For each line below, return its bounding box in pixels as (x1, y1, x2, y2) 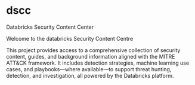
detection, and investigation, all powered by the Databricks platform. (6, 72, 174, 79)
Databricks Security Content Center (6, 23, 94, 31)
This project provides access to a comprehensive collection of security (6, 46, 181, 54)
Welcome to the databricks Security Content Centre (6, 35, 134, 42)
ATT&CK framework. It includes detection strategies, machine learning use (6, 59, 190, 66)
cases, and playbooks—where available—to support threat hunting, (6, 65, 172, 72)
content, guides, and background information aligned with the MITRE (6, 53, 175, 60)
